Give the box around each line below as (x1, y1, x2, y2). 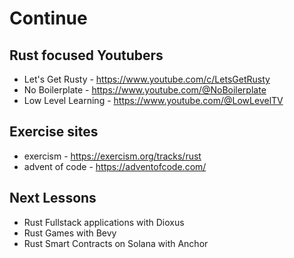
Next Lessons (9, 190, 97, 207)
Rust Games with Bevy (23, 227, 117, 239)
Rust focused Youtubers (9, 47, 164, 64)
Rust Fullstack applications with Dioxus (23, 216, 185, 228)
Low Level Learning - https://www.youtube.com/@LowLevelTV (23, 95, 284, 106)
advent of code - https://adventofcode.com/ (23, 160, 207, 172)
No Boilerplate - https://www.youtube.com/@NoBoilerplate (23, 84, 267, 96)
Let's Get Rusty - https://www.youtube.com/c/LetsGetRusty (23, 73, 271, 85)
